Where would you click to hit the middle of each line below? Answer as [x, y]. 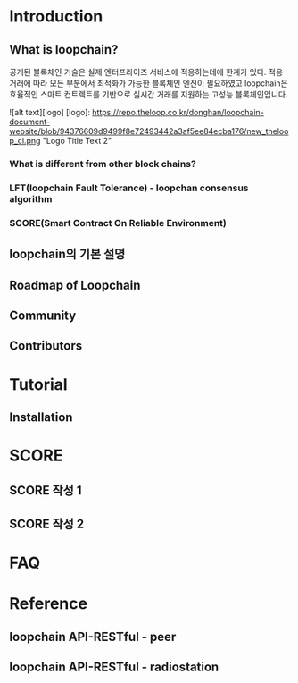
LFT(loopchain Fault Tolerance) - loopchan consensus [129, 188]
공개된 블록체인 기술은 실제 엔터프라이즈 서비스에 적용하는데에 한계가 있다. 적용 [146, 72]
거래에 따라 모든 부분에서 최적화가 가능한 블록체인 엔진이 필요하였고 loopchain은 [149, 83]
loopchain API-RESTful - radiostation [114, 667]
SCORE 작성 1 [46, 490]
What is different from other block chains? [103, 164]
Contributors [46, 346]
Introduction [56, 17]
